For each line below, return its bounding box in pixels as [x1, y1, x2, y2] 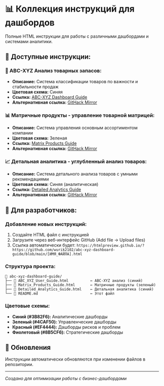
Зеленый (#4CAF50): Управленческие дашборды [12, 318, 117, 325]
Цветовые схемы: [5, 302, 50, 309]
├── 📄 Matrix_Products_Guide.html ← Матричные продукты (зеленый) [5, 283, 156, 288]
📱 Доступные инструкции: [5, 53, 91, 61]
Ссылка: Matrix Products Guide [12, 140, 77, 146]
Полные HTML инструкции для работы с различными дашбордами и [5, 33, 149, 39]
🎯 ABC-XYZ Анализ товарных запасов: [5, 68, 102, 74]
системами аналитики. [5, 38, 53, 44]
